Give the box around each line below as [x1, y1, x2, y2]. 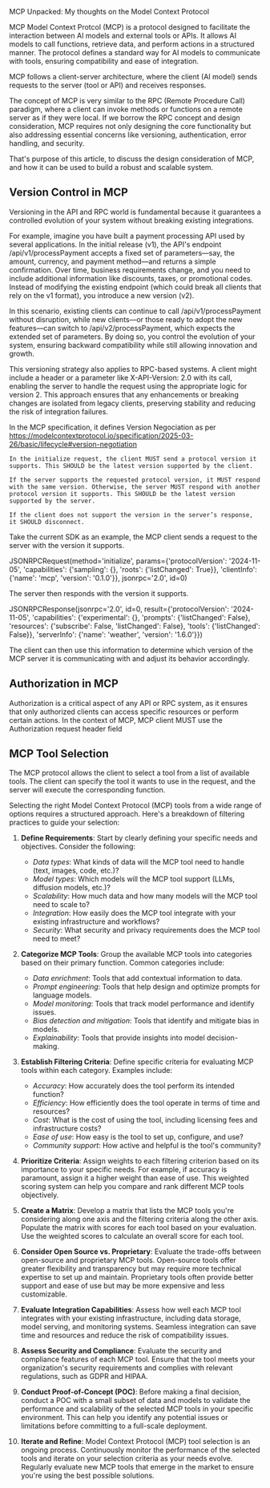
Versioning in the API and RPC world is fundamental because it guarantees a [9, 207, 261, 216]
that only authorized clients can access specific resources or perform [9, 707, 240, 716]
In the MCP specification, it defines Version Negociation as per [9, 422, 216, 432]
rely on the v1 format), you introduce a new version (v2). [9, 290, 195, 300]
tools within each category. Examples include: [20, 1066, 173, 1075]
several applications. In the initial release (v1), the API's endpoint [9, 240, 222, 249]
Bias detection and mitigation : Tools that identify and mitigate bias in [32, 1016, 260, 1026]
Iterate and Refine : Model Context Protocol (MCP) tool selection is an [20, 1437, 251, 1446]
